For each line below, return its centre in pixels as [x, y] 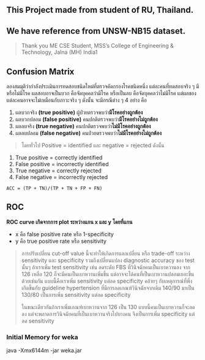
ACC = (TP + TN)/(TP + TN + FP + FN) [54, 189]
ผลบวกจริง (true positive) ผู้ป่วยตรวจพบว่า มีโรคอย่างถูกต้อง [79, 112]
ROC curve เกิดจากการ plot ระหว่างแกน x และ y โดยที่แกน [69, 222]
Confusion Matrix [40, 71]
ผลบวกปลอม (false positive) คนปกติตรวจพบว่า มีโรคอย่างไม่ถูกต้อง [86, 120]
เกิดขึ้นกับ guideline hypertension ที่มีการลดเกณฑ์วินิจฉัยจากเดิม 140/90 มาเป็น [108, 288]
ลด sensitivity [38, 321]
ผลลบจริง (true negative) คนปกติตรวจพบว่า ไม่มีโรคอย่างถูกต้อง [83, 126]
